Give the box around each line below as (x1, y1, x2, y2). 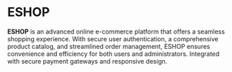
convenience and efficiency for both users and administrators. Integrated (7, 50, 220, 58)
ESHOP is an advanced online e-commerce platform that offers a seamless (7, 27, 226, 36)
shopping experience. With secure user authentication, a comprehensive (7, 34, 219, 43)
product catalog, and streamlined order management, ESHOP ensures (7, 42, 210, 50)
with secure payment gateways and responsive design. (7, 57, 168, 65)
